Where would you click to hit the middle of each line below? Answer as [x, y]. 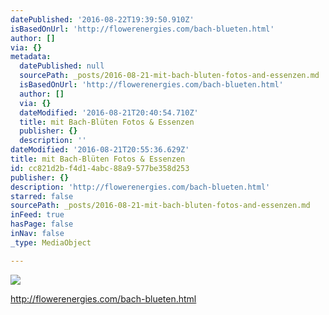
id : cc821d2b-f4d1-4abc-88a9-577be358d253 [100, 168]
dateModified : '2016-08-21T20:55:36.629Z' [100, 150]
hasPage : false [42, 224]
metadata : [31, 57]
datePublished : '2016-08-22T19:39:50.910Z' [102, 19]
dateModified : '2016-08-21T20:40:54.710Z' [109, 112]
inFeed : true [37, 215]
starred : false [42, 196]
